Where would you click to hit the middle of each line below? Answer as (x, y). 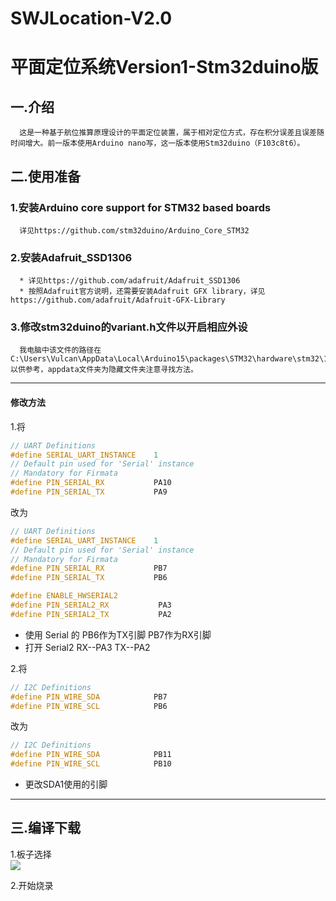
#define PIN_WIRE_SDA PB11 (91, 755)
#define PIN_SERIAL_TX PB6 (89, 578)
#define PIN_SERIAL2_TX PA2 (91, 614)
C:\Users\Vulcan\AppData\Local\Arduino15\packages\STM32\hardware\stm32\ (167, 359)
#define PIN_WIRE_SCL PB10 (91, 764)
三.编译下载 (46, 828)
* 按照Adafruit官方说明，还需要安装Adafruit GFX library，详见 (142, 292)
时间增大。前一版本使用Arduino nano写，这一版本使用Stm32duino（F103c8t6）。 (157, 143)
